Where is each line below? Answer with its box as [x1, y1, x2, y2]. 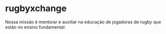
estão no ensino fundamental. [5, 24, 66, 30]
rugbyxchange [5, 3, 67, 14]
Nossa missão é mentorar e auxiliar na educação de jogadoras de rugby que [5, 19, 161, 25]
